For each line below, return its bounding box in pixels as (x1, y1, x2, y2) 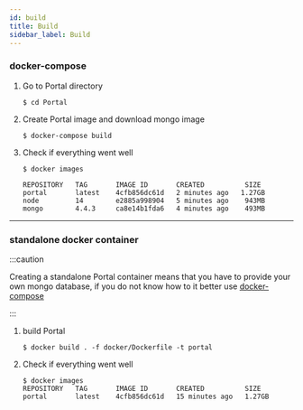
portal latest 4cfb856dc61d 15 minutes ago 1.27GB (22, 392, 270, 401)
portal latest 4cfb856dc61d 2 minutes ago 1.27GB (22, 188, 266, 197)
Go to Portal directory (22, 80, 104, 91)
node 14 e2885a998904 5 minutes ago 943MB (22, 196, 266, 205)
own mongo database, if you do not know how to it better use (9, 281, 238, 292)
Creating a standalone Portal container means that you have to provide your (9, 271, 291, 282)
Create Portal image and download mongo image (22, 114, 206, 125)
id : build (9, 13, 47, 23)
